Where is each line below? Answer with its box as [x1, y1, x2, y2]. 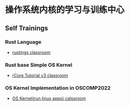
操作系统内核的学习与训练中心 [5, 4, 125, 15]
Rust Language [5, 38, 41, 45]
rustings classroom [12, 49, 51, 55]
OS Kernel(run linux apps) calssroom [12, 95, 86, 102]
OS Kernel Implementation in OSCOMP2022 [5, 85, 111, 91]
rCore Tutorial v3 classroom [12, 73, 68, 78]
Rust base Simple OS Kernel [5, 61, 73, 68]
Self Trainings [5, 24, 49, 32]
